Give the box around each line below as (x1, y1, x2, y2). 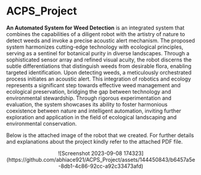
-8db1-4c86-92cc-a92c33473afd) (58, 162, 144, 170)
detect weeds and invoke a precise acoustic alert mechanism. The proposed (6, 37, 195, 44)
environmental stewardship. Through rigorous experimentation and (6, 94, 172, 102)
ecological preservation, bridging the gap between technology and (6, 88, 172, 95)
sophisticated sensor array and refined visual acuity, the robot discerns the (6, 56, 192, 63)
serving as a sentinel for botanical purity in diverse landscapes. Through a (6, 49, 190, 57)
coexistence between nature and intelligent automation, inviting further (6, 107, 182, 114)
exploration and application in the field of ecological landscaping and (6, 113, 177, 121)
